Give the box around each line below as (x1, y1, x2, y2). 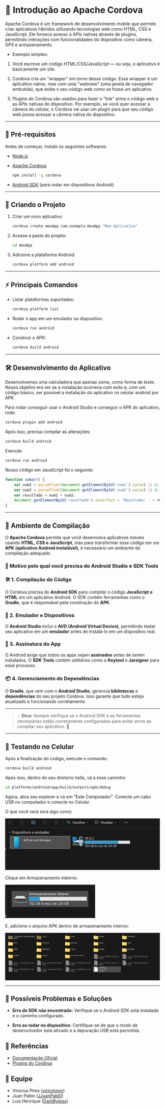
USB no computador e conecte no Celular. (5, 799, 91, 805)
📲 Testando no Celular (5, 742, 74, 751)
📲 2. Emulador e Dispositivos (5, 612, 75, 619)
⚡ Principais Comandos (5, 281, 78, 289)
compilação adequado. (5, 550, 52, 556)
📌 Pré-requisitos (5, 130, 56, 139)
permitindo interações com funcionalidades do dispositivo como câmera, (5, 37, 153, 42)
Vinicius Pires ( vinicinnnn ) (12, 1088, 65, 1094)
